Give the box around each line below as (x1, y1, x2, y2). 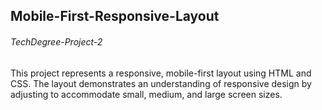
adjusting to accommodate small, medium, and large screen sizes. (10, 88, 283, 100)
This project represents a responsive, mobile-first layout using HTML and (10, 67, 312, 79)
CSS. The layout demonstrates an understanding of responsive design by (10, 77, 312, 89)
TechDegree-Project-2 (10, 35, 103, 48)
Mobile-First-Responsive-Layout (10, 8, 220, 25)
